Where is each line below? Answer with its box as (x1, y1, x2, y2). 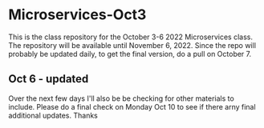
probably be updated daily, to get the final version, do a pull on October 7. (8, 49, 252, 58)
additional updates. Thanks (8, 110, 98, 120)
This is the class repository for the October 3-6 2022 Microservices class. (8, 32, 253, 42)
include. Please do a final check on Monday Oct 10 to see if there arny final (8, 102, 256, 111)
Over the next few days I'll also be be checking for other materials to (8, 94, 234, 103)
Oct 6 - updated (8, 72, 89, 86)
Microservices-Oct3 (8, 6, 147, 24)
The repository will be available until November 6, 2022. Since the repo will (8, 40, 257, 50)
